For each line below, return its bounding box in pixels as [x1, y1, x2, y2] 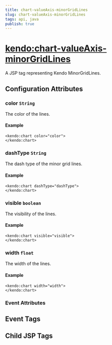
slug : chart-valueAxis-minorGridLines [5, 12, 86, 17]
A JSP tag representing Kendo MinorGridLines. [5, 70, 101, 76]
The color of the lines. [5, 111, 50, 117]
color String [5, 100, 35, 107]
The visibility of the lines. [5, 211, 56, 217]
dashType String [5, 150, 46, 156]
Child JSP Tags [5, 331, 53, 340]
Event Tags [5, 314, 41, 323]
